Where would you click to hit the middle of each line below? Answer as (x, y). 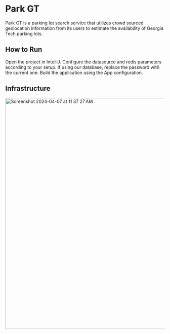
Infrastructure (28, 88)
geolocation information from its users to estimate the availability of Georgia (84, 28)
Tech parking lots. (24, 33)
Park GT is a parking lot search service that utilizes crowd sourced (74, 23)
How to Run (24, 49)
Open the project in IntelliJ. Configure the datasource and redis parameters (83, 62)
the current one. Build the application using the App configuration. (74, 72)
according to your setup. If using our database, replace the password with (82, 67)
